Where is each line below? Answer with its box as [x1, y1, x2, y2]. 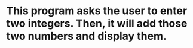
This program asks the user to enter [6, 4, 188, 18]
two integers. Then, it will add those [6, 17, 188, 30]
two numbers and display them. [6, 30, 167, 43]
